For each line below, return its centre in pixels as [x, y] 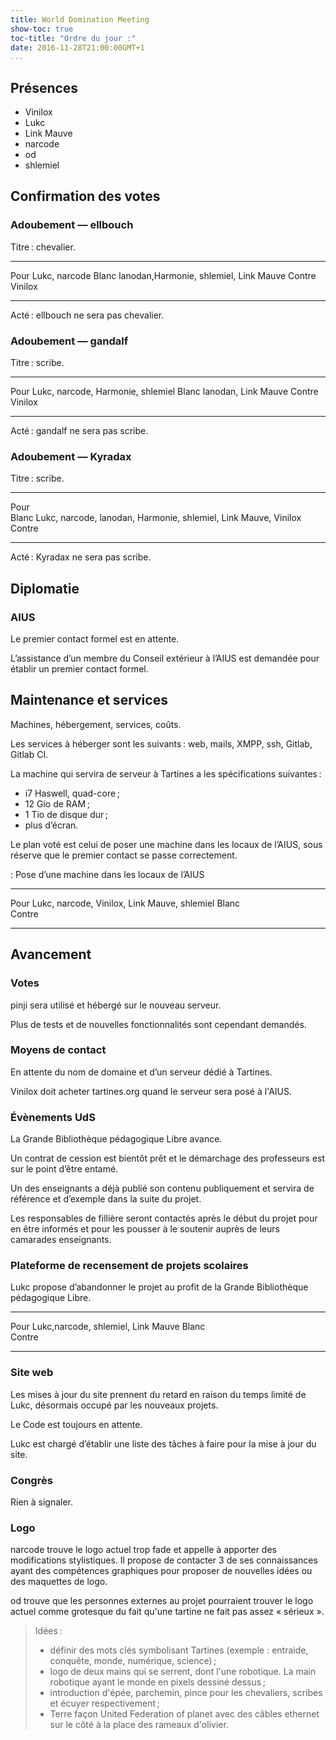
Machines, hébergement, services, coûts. [96, 724]
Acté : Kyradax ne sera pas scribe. [81, 557]
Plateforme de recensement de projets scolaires [129, 1266]
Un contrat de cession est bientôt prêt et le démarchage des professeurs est [168, 1158]
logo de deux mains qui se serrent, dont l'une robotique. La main [183, 1672]
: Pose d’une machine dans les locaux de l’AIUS [107, 874]
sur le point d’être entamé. [64, 1169]
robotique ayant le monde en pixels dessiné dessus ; [157, 1682]
